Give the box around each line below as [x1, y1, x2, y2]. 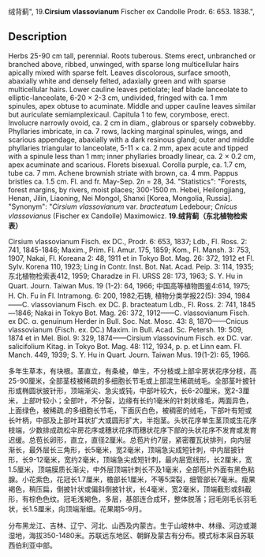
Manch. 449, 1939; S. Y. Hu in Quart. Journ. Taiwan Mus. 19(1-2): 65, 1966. [8, 350, 251, 359]
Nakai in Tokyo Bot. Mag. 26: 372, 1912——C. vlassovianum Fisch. [35, 308, 250, 317]
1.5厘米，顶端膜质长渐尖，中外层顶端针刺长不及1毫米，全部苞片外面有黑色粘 [8, 464, 255, 474]
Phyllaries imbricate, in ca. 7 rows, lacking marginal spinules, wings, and [8, 126, 243, 136]
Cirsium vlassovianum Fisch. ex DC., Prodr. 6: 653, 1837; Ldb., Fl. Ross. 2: [8, 236, 248, 246]
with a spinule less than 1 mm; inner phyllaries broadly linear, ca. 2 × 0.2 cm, [8, 151, 256, 161]
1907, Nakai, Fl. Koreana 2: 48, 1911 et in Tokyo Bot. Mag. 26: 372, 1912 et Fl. [8, 253, 255, 262]
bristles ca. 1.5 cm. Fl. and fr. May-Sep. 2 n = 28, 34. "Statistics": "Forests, [8, 176, 248, 186]
